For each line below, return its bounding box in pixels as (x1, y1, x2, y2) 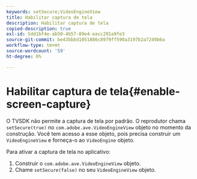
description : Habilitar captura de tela (6, 20, 109, 26)
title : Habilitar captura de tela (6, 14, 93, 20)
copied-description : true (6, 25, 71, 32)
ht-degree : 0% (6, 53, 42, 59)
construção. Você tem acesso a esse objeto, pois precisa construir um (6, 130, 181, 137)
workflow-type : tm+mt (6, 43, 61, 49)
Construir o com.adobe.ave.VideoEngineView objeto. (14, 160, 141, 167)
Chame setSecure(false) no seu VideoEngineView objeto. (14, 166, 156, 173)
